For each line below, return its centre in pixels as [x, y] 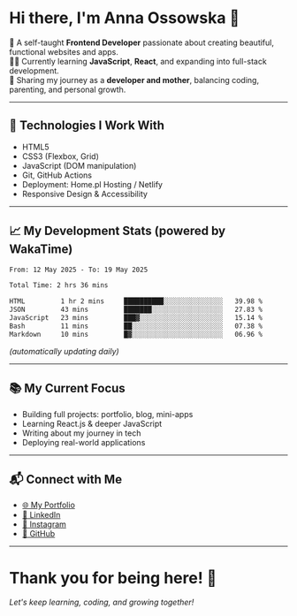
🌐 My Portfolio [48, 505]
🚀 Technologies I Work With [87, 126]
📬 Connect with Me [65, 479]
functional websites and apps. [64, 51]
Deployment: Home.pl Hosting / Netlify [92, 184]
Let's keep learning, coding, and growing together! [102, 602]
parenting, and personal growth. [68, 89]
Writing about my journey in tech [81, 433]
